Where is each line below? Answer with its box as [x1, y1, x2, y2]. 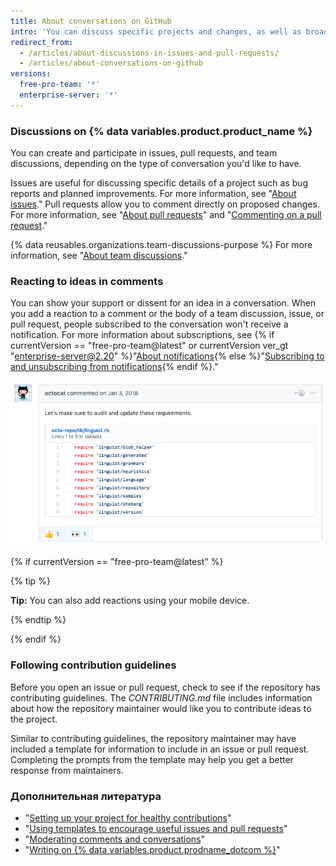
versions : [10, 69, 52, 79]
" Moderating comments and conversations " [24, 833, 206, 845]
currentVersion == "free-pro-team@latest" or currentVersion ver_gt [10, 340, 289, 352]
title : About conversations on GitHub [10, 16, 172, 26]
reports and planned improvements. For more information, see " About [10, 188, 297, 200]
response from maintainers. [10, 764, 124, 776]
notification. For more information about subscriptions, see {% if [10, 329, 275, 341]
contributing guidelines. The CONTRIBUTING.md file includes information [10, 691, 313, 704]
